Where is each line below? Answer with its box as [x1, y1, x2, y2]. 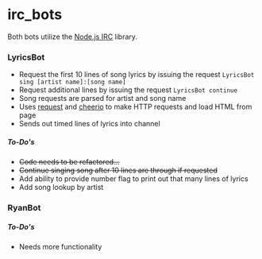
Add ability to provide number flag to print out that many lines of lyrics [18, 174, 249, 184]
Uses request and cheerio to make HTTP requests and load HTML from [18, 102, 252, 112]
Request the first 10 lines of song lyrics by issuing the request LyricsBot [18, 70, 255, 79]
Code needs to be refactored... [18, 157, 120, 167]
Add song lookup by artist [18, 183, 104, 192]
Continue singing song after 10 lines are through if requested [18, 165, 218, 176]
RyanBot [7, 203, 41, 214]
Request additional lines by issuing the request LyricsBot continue [18, 85, 238, 95]
